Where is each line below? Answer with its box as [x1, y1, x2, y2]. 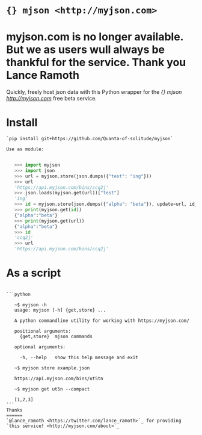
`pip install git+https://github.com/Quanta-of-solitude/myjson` [6, 136, 173, 142]
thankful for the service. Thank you [6, 56, 186, 69]
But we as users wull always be [6, 43, 165, 57]
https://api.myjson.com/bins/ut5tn [14, 375, 103, 381]
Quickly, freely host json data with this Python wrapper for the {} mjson [6, 88, 182, 96]
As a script [6, 267, 61, 280]
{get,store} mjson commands [19, 333, 93, 339]
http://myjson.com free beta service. [6, 95, 97, 102]
